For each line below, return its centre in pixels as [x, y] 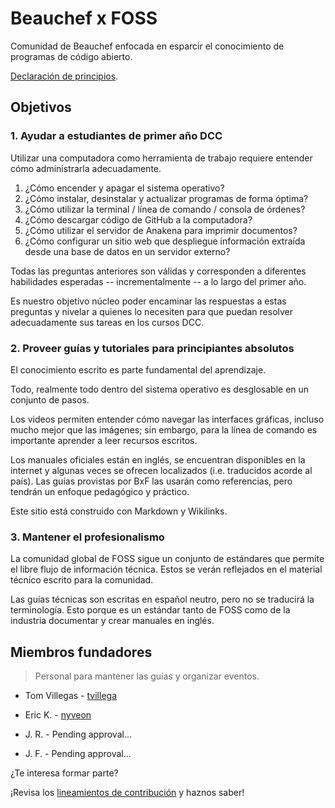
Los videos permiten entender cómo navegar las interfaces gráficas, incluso [167, 419]
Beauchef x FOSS [84, 18]
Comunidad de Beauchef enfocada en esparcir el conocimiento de [147, 46]
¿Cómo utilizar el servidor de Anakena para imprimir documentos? [161, 230]
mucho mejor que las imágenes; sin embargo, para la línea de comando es [164, 429]
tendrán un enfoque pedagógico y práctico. [100, 491]
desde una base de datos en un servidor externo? [127, 251]
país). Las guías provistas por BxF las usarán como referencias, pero [151, 481]
